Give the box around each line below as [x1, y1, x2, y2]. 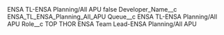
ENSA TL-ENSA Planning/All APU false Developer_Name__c [7, 5, 177, 13]
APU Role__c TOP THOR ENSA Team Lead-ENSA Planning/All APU [7, 20, 197, 28]
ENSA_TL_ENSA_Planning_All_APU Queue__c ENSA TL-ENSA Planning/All [7, 12, 218, 21]
